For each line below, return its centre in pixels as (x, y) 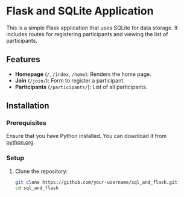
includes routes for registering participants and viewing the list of (87, 34)
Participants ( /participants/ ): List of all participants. (81, 87)
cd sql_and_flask (37, 188)
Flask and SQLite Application (80, 11)
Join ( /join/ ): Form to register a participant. (70, 80)
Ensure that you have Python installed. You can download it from (87, 136)
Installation (28, 106)
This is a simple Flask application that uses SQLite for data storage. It (92, 28)
